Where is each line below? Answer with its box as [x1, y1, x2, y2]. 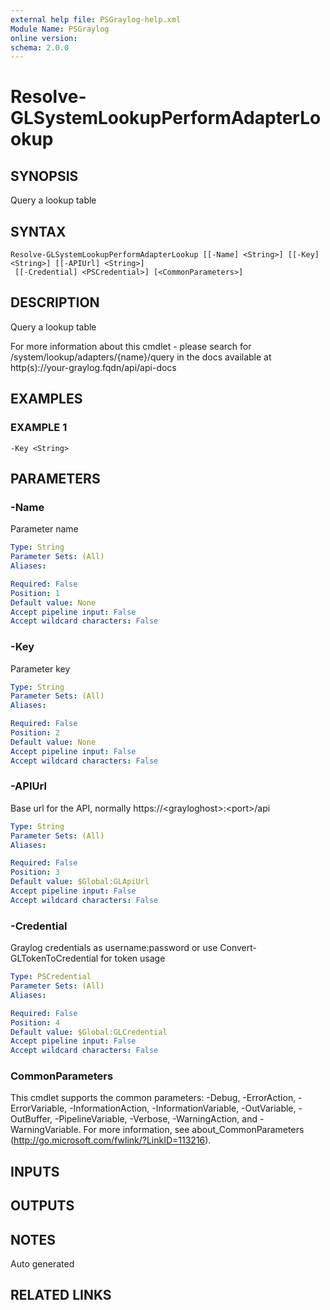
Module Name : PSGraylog [10, 24, 110, 34]
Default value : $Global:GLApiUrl [10, 877, 150, 887]
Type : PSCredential [10, 972, 92, 982]
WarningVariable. [10, 1124, 82, 1136]
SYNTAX [10, 223, 67, 240]
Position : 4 [10, 1017, 60, 1028]
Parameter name [10, 523, 79, 535]
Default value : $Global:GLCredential [10, 1027, 168, 1037]
